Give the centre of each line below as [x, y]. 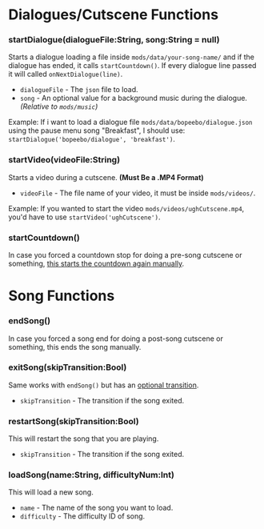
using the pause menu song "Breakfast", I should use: [97, 130]
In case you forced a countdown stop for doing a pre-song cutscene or [125, 255]
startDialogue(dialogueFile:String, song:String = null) [114, 40]
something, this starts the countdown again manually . [96, 264]
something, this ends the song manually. [75, 347]
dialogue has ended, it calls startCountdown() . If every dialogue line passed [132, 66]
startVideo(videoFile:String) [64, 160]
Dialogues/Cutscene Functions [113, 15]
